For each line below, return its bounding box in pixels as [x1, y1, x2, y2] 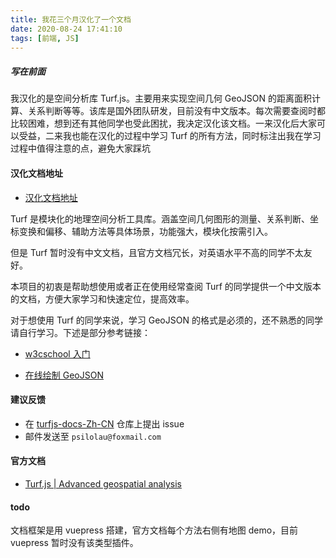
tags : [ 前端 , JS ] [10, 33, 80, 43]
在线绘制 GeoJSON [24, 369, 104, 381]
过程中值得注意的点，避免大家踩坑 [10, 142, 151, 155]
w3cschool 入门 [24, 347, 91, 360]
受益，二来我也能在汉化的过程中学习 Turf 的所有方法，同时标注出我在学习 [18, 130, 322, 142]
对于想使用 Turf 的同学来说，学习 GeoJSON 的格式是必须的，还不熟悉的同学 [10, 314, 323, 326]
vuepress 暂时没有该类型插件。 [10, 537, 139, 549]
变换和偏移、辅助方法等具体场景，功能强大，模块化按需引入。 [18, 225, 273, 237]
